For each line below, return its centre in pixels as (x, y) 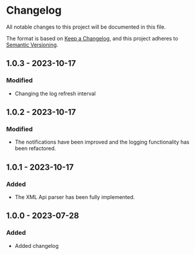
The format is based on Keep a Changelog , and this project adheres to (92, 38)
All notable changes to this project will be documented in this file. (86, 27)
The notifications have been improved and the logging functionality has (102, 142)
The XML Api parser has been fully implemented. (75, 197)
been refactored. (35, 148)
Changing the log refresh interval (55, 94)
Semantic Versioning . (32, 45)
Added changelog (37, 245)
